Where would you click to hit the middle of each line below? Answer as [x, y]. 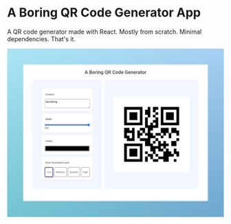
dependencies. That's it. [41, 38]
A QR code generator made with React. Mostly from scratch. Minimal [104, 32]
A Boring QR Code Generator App [104, 13]
